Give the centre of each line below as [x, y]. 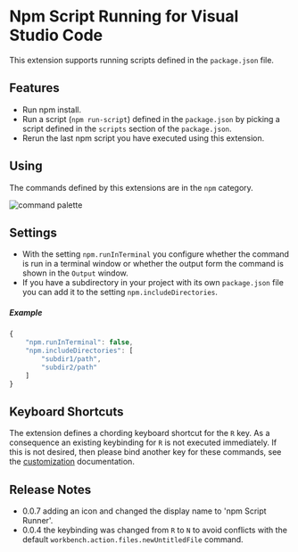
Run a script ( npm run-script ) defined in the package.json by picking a [151, 119]
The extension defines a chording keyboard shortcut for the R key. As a [140, 433]
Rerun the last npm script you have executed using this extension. [143, 138]
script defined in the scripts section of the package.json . [127, 128]
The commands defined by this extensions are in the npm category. [132, 187]
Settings [33, 232]
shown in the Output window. [75, 273]
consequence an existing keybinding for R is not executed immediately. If [143, 442]
